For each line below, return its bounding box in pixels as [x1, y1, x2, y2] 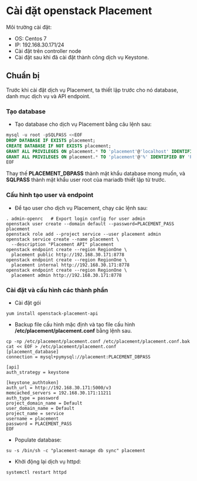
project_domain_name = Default [6, 400, 83, 406]
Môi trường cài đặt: [6, 24, 52, 31]
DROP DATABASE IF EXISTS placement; [6, 137, 96, 143]
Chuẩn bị [6, 71, 40, 81]
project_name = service [6, 410, 64, 416]
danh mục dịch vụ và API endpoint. [6, 92, 91, 99]
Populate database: [14, 436, 62, 443]
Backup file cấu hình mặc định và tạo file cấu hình [14, 320, 135, 328]
